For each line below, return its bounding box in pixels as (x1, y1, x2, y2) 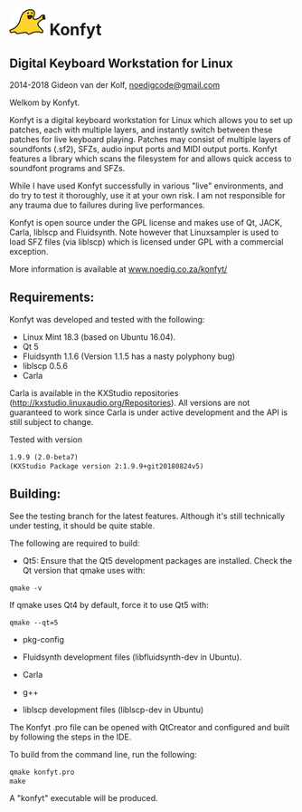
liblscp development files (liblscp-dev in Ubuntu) (22, 704, 204, 715)
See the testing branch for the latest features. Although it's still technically (9, 510, 286, 521)
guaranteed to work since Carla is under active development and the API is (9, 407, 288, 418)
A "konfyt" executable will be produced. (9, 792, 158, 803)
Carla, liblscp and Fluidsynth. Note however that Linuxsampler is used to (9, 227, 278, 237)
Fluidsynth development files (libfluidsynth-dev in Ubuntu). (22, 652, 242, 662)
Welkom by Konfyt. (9, 97, 80, 108)
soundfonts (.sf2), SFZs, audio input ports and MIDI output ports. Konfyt (9, 144, 278, 154)
